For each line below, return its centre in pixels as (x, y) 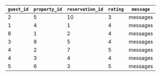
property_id (48, 9)
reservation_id (85, 9)
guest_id (18, 9)
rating (116, 9)
